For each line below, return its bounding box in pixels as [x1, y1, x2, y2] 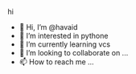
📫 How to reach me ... [19, 57, 94, 67]
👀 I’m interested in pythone [19, 31, 109, 40]
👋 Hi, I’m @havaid [19, 23, 78, 31]
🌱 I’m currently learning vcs [19, 39, 110, 49]
